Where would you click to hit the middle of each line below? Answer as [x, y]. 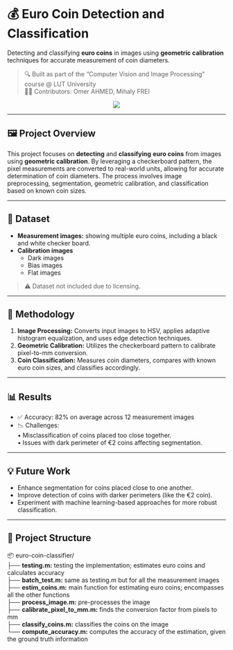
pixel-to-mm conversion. [52, 353]
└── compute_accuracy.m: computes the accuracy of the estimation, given [116, 631]
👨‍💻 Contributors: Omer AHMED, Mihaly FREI [87, 91]
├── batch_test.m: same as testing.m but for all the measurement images [113, 580]
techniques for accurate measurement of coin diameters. [88, 60]
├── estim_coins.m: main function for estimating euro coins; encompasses [115, 587]
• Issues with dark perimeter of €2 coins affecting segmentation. [110, 443]
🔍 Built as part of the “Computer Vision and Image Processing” [114, 74]
